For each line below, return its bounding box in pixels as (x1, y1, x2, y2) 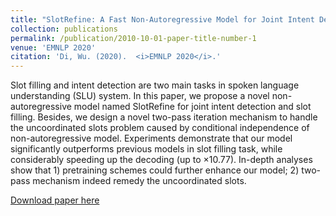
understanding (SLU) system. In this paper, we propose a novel (10, 90, 270, 102)
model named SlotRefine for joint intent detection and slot (73, 101, 312, 113)
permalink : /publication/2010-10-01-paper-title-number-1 (10, 33, 257, 43)
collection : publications (10, 24, 118, 34)
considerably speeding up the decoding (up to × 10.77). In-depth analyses (10, 154, 313, 166)
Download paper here (10, 194, 100, 206)
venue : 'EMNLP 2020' (10, 42, 97, 53)
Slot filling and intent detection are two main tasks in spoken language (10, 79, 300, 91)
